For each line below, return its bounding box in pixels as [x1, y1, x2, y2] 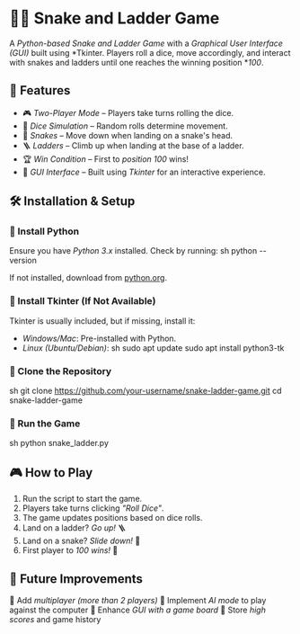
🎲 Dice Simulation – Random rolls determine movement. [22, 121, 228, 131]
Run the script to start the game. [22, 494, 143, 505]
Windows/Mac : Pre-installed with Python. [22, 333, 177, 344]
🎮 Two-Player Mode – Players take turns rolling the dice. [22, 107, 234, 118]
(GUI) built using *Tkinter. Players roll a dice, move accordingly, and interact [9, 47, 291, 58]
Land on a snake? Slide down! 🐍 [22, 535, 141, 547]
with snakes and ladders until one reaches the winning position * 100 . [9, 57, 264, 67]
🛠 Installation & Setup [9, 193, 136, 210]
